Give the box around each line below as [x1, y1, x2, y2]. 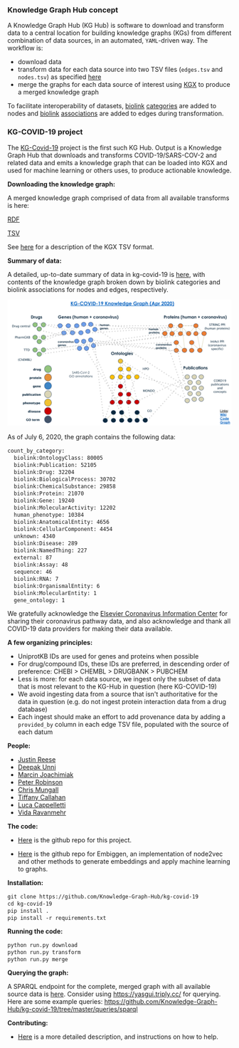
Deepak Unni [17, 763, 56, 772]
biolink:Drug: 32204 [14, 468, 75, 476]
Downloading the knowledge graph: [7, 179, 116, 188]
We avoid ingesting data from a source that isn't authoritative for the [17, 690, 218, 698]
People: [7, 742, 31, 750]
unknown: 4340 [14, 533, 55, 540]
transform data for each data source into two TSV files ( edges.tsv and [17, 65, 223, 74]
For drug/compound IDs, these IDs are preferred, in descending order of [17, 660, 230, 669]
